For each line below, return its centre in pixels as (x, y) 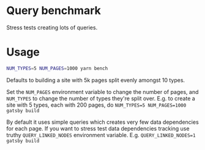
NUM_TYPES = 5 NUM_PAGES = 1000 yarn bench (57, 68)
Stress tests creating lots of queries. (52, 27)
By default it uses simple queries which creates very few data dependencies (102, 122)
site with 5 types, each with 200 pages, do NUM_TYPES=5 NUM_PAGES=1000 (96, 105)
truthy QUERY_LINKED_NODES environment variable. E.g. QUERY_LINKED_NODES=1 (101, 135)
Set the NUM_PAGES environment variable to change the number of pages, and (102, 91)
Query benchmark (54, 11)
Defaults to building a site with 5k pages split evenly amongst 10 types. (96, 80)
